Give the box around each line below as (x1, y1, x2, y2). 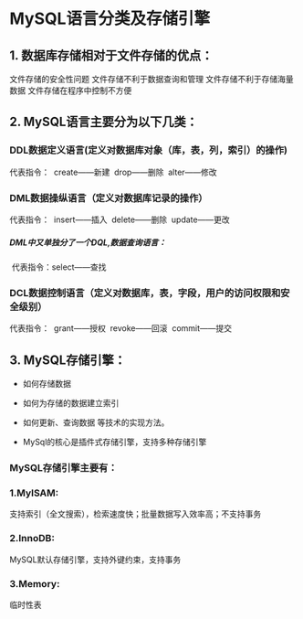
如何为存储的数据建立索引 (22, 398, 120, 409)
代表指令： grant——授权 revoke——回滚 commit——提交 (9, 323, 233, 334)
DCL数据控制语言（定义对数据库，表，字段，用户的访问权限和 (9, 286, 281, 299)
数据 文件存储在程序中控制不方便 (9, 85, 132, 96)
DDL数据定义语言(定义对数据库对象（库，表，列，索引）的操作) (9, 144, 287, 156)
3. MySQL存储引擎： (9, 352, 126, 368)
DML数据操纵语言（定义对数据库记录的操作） (9, 191, 208, 204)
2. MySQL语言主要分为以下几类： (9, 114, 198, 130)
